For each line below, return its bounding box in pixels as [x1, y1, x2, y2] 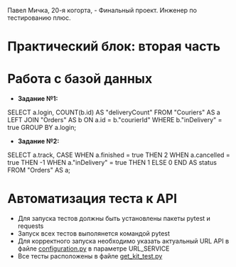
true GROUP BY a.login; [7, 124, 77, 132]
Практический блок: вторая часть [7, 38, 221, 55]
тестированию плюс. [7, 13, 71, 22]
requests [17, 222, 44, 230]
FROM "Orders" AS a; [7, 166, 71, 175]
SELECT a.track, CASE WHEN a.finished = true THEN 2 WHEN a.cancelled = [7, 151, 231, 159]
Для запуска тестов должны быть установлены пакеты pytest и [17, 214, 211, 223]
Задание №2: [17, 137, 60, 146]
